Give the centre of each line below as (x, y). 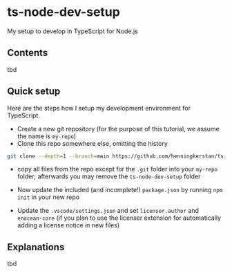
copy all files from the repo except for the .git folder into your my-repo (117, 169)
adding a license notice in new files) (68, 225)
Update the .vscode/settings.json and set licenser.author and (108, 211)
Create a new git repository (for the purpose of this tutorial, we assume (118, 129)
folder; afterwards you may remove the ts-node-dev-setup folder (109, 176)
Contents (28, 53)
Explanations (36, 247)
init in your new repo (48, 197)
